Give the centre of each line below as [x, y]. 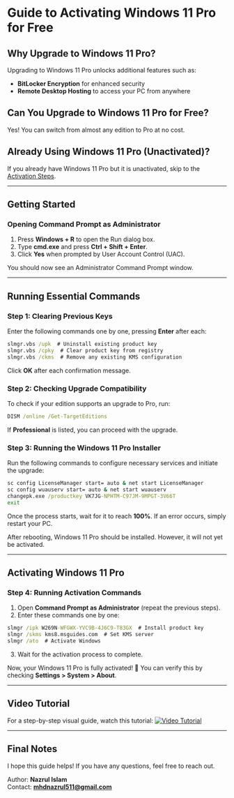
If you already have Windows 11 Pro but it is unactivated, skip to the [104, 168]
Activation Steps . [32, 176]
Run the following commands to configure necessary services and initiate [112, 463]
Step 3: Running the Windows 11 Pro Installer [84, 448]
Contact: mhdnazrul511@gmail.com [60, 787]
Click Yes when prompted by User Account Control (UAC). [101, 254]
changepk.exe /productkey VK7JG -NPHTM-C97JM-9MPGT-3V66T [92, 496]
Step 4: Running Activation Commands [74, 592]
